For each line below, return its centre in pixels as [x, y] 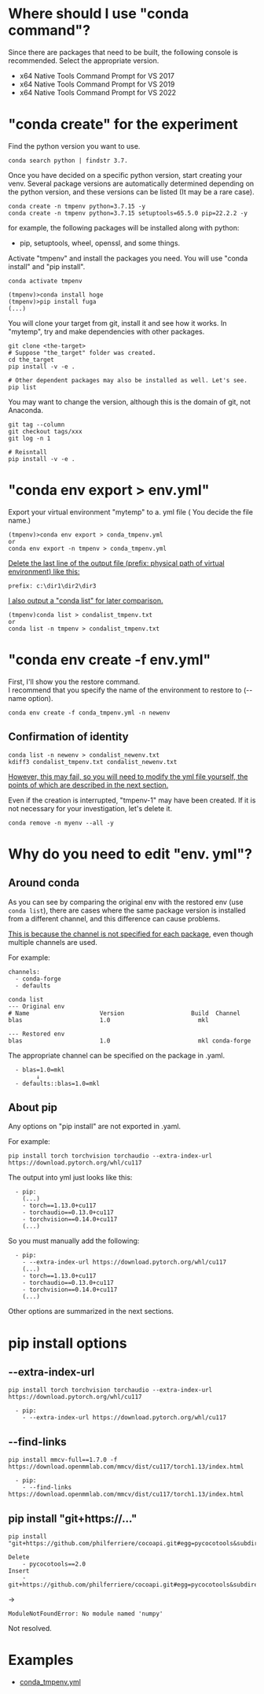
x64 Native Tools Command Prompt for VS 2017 [97, 76]
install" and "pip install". [47, 266]
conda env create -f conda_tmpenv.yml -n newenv [89, 713]
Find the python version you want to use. [74, 146]
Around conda [44, 883]
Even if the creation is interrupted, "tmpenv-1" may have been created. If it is [132, 800]
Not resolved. [30, 1628]
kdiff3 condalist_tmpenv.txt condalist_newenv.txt [93, 762]
